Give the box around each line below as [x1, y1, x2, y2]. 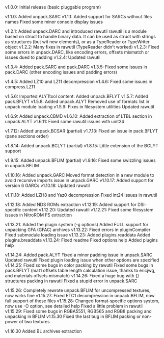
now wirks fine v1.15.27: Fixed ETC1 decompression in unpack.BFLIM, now [5, 293, 155, 298]
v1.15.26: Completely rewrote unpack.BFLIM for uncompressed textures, [5, 287, 151, 293]
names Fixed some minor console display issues [5, 19, 103, 25]
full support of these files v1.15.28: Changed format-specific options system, [5, 298, 160, 304]
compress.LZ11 [5, 84, 35, 90]
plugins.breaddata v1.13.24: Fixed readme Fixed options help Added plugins [5, 237, 158, 243]
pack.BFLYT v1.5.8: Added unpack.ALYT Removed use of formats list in [5, 99, 150, 104]
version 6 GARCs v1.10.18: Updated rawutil [5, 182, 90, 188]
